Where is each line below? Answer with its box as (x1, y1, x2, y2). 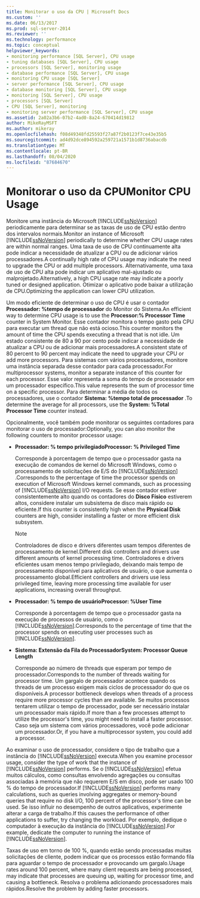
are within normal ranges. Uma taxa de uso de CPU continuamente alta (6, 243, 181, 250)
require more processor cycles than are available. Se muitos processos (14, 696, 190, 704)
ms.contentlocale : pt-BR (6, 148, 68, 154)
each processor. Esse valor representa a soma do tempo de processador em (6, 376, 195, 383)
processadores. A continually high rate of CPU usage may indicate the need (6, 256, 192, 263)
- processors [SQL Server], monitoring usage (6, 64, 121, 71)
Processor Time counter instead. (6, 407, 88, 415)
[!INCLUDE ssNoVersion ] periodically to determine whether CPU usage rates (6, 237, 193, 244)
